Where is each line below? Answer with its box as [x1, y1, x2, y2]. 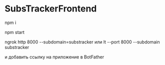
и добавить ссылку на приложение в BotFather [4, 53, 104, 60]
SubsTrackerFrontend [4, 3, 97, 14]
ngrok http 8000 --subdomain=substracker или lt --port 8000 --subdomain [4, 38, 160, 45]
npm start [4, 29, 25, 35]
